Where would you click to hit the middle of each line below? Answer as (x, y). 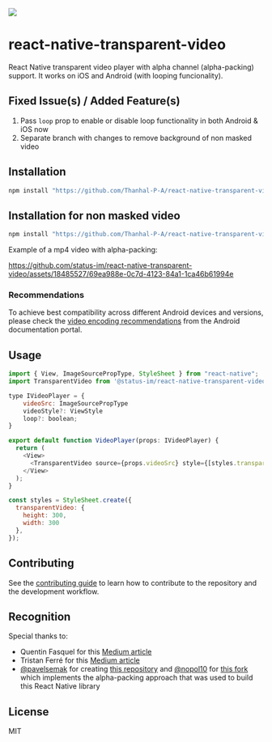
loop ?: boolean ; (51, 418)
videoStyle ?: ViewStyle (63, 411)
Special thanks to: (38, 636)
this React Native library (60, 686)
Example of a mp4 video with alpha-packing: (83, 250)
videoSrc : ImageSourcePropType (76, 403)
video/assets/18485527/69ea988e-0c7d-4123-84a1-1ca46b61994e (121, 274)
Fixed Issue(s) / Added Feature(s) (94, 101)
